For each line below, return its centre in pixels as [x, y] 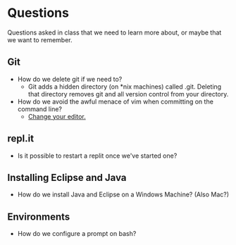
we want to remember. [40, 39]
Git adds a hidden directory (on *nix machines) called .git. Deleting [125, 87]
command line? [39, 109]
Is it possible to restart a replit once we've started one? [97, 156]
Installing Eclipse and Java [67, 177]
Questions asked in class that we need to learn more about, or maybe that [114, 32]
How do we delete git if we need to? [70, 79]
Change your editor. [57, 116]
